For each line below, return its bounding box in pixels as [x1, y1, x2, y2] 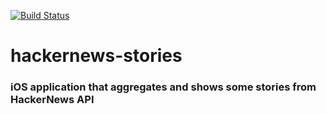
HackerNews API [10, 93, 95, 107]
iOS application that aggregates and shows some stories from [10, 80, 317, 94]
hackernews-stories [10, 45, 183, 67]
